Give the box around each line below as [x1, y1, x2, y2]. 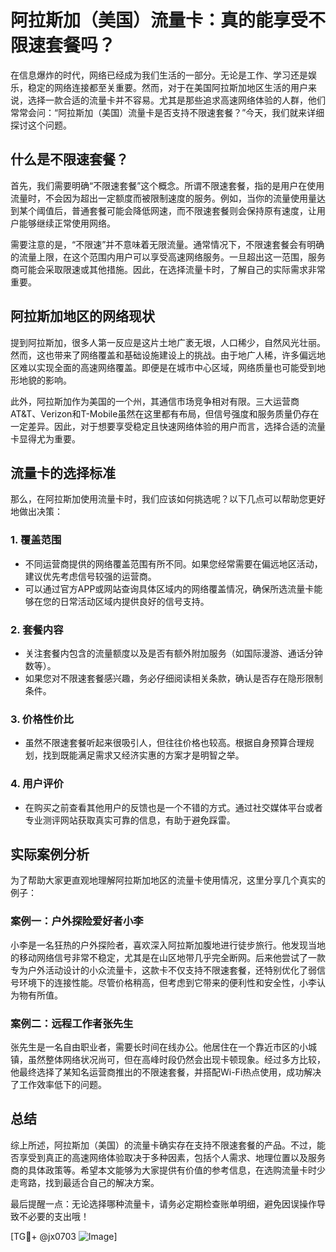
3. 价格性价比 [10, 712, 74, 726]
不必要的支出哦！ [18, 1210, 90, 1222]
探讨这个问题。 [10, 119, 72, 131]
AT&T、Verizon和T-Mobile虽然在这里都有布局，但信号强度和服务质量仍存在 [10, 407, 320, 420]
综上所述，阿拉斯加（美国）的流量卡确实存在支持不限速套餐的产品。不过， [10, 1139, 317, 1151]
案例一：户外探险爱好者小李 [10, 914, 144, 928]
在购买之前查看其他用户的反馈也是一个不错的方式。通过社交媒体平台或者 [24, 801, 323, 813]
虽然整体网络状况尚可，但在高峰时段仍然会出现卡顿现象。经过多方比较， [27, 1053, 326, 1065]
